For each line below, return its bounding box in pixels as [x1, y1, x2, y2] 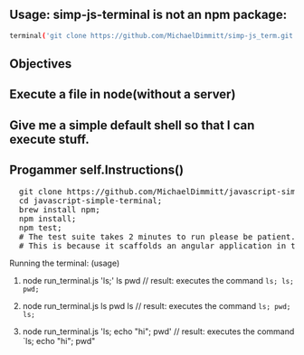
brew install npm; [18, 204, 101, 215]
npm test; [18, 222, 62, 233]
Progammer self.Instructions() [9, 163, 184, 178]
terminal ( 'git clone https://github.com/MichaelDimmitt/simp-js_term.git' [9, 31, 298, 40]
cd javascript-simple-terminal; [18, 195, 163, 206]
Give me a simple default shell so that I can [9, 117, 255, 133]
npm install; [18, 213, 77, 224]
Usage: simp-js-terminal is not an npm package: [9, 7, 288, 23]
